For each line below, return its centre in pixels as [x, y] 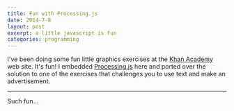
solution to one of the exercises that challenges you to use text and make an [117, 74]
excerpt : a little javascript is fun [62, 33]
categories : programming [43, 40]
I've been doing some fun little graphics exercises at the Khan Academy [110, 59]
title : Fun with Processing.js [53, 14]
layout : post [26, 26]
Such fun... [23, 101]
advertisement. [29, 81]
